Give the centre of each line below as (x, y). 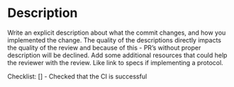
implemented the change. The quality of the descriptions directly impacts (115, 40)
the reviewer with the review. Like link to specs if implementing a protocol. (115, 62)
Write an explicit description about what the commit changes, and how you (117, 33)
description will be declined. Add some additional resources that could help (117, 55)
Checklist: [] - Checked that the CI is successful (77, 76)
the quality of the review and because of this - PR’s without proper (104, 47)
